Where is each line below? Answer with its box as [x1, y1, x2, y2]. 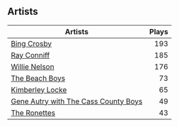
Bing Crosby [11, 38, 52, 48]
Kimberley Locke [11, 84, 67, 94]
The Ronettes [11, 108, 55, 118]
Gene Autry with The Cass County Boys [11, 96, 143, 106]
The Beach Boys [11, 73, 66, 83]
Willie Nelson [11, 62, 54, 72]
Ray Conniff [11, 50, 50, 60]
